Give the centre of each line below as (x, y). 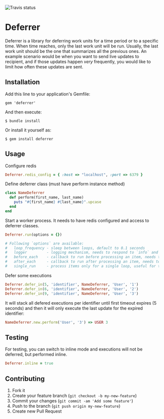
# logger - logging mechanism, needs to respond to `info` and (82, 253)
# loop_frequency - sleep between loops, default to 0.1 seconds (75, 248)
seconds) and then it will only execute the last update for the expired (74, 308)
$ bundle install (23, 121)
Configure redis (21, 166)
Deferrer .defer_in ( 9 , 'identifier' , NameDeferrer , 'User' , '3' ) (72, 293)
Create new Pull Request (37, 411)
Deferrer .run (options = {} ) (34, 235)
